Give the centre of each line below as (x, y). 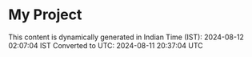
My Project (45, 15)
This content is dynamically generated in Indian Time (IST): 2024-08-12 (126, 37)
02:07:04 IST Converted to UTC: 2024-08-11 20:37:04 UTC (106, 45)
